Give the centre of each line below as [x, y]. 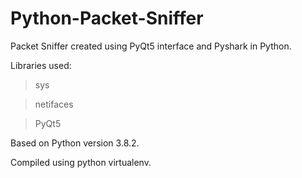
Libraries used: [41, 65]
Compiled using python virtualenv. [81, 162]
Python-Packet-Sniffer [107, 18]
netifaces [54, 104]
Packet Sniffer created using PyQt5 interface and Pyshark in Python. [151, 46]
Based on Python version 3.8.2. [75, 143]
